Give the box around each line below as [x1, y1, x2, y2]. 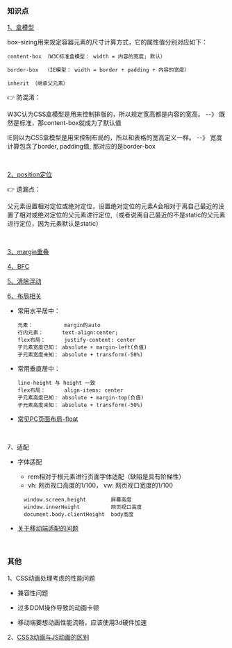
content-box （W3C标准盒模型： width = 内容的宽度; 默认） [7, 53, 166, 60]
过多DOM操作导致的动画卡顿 [17, 603, 99, 612]
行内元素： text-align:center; [17, 329, 119, 336]
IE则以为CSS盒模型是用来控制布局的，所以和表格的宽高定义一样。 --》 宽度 [7, 133, 223, 142]
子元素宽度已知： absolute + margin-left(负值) [17, 344, 147, 351]
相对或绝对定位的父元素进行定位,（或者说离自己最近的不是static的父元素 [19, 210, 226, 219]
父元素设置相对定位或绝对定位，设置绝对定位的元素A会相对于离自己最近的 [7, 202, 219, 210]
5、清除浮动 [7, 277, 42, 285]
